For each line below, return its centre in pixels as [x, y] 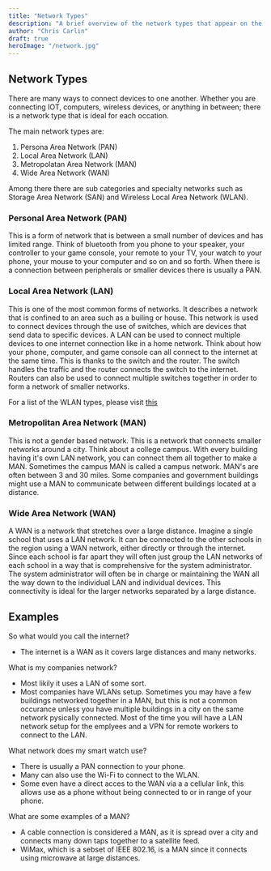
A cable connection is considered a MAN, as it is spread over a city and [139, 832]
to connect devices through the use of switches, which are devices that [127, 326]
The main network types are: [56, 131]
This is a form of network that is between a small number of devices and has [136, 236]
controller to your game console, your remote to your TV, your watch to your [135, 253]
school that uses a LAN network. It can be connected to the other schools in [135, 540]
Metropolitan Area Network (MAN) [78, 423]
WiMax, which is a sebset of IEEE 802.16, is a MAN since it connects [133, 849]
